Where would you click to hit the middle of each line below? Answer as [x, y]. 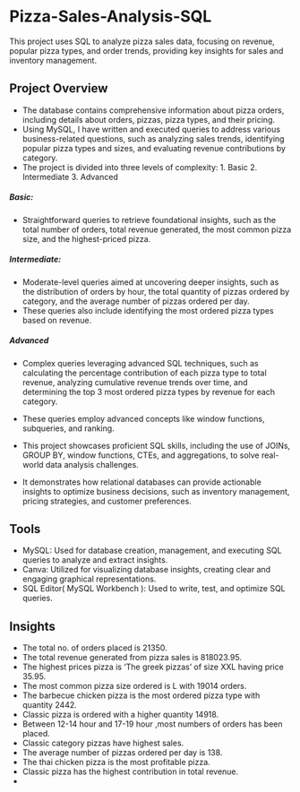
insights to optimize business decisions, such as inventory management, [156, 491]
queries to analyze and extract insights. [95, 560]
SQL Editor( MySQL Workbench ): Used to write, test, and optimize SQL [154, 589]
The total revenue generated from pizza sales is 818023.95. [132, 658]
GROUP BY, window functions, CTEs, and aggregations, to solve [141, 455]
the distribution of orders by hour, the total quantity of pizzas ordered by [156, 291]
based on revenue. [57, 320]
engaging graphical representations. [89, 579]
